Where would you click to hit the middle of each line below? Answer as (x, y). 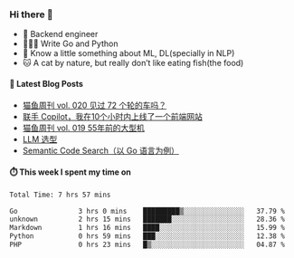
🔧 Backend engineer (60, 34)
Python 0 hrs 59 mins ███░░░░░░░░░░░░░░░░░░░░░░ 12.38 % (147, 236)
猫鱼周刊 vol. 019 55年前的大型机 (83, 128)
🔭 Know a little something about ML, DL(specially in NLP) (128, 53)
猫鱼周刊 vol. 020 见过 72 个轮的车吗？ (95, 105)
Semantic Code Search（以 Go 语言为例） (100, 150)
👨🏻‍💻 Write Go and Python (70, 43)
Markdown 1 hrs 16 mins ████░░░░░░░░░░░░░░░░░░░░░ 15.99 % (147, 228)
